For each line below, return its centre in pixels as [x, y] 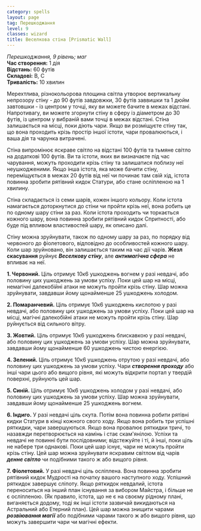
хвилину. [18, 188]
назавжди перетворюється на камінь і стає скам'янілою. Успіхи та [92, 434]
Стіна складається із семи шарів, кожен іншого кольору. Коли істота [95, 200]
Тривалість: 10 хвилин [36, 82]
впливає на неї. [27, 262]
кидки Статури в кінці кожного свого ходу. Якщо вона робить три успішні [101, 421]
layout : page [23, 17]
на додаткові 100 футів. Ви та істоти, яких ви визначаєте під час [88, 156]
